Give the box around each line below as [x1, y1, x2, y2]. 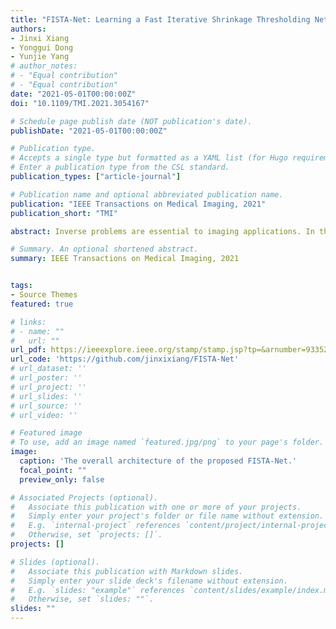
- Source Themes [10, 290, 78, 300]
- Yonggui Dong [10, 42, 74, 53]
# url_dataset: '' [10, 364, 87, 374]
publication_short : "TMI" [10, 208, 118, 218]
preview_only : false [19, 474, 105, 485]
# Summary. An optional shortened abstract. [10, 244, 199, 255]
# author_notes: [10, 61, 78, 71]
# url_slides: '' [10, 391, 83, 401]
